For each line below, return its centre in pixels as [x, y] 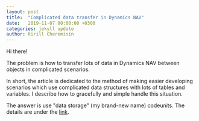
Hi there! [17, 51]
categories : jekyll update [40, 29]
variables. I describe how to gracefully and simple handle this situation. [94, 94]
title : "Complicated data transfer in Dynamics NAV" [75, 17]
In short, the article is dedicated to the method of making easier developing [99, 81]
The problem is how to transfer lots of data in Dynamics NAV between [93, 63]
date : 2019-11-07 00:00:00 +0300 [51, 23]
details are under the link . [38, 112]
